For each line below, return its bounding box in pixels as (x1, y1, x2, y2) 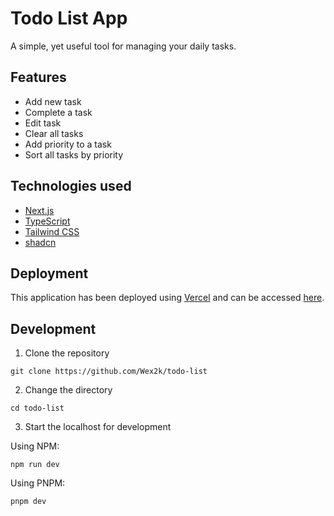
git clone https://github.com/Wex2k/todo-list (10, 367, 208, 377)
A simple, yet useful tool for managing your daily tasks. (10, 40, 237, 52)
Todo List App (10, 7, 128, 30)
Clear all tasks (24, 127, 84, 139)
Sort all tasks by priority (24, 148, 124, 161)
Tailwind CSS (24, 225, 80, 237)
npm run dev (10, 460, 60, 470)
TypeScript (24, 215, 71, 227)
